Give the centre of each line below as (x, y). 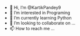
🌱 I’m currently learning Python (40, 18)
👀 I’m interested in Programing (40, 13)
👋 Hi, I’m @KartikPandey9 (35, 8)
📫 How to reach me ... (32, 28)
